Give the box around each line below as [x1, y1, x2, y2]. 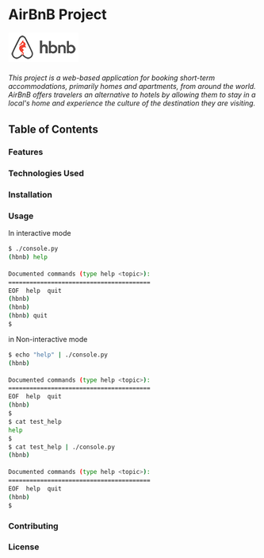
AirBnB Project [8, 6, 107, 24]
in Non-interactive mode [8, 334, 88, 344]
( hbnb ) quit [8, 312, 48, 320]
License [8, 541, 40, 552]
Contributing [8, 520, 59, 531]
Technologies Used [8, 167, 85, 179]
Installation [8, 189, 53, 200]
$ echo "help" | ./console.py [8, 351, 109, 359]
